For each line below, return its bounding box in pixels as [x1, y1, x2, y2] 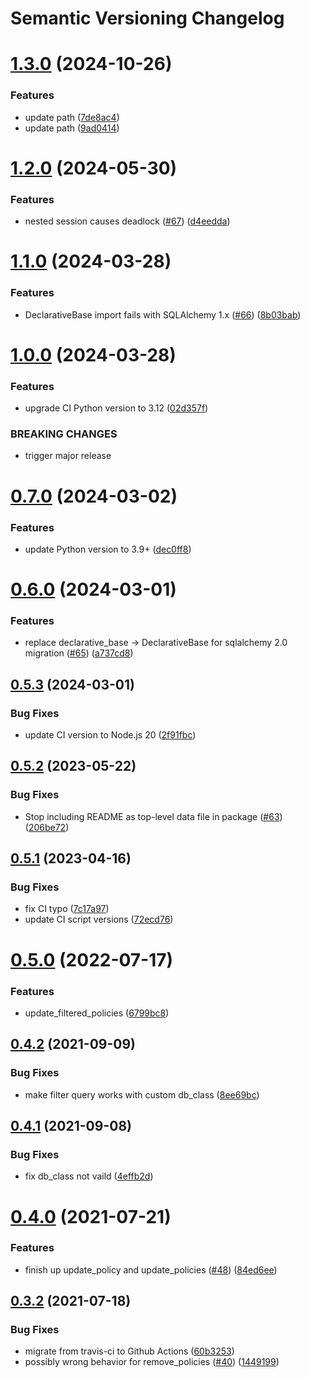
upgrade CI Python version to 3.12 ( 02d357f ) [24, 402, 209, 414]
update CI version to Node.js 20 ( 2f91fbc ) [24, 729, 197, 741]
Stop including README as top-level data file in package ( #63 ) [24, 810, 283, 822]
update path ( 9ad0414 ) [24, 122, 120, 134]
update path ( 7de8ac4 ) [24, 111, 120, 123]
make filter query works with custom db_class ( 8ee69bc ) [24, 1088, 260, 1101]
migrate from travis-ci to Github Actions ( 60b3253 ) [24, 1345, 235, 1357]
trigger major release [24, 450, 112, 462]
